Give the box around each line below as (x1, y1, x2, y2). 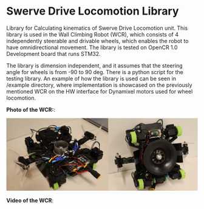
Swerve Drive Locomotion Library (6, 4, 179, 18)
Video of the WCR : (6, 197, 54, 204)
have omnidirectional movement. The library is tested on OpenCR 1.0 (6, 44, 178, 51)
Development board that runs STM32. (6, 50, 101, 57)
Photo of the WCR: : (6, 106, 56, 113)
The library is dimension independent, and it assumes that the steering (6, 62, 183, 69)
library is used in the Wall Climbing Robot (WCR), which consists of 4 (6, 30, 179, 38)
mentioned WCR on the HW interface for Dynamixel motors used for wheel (6, 87, 193, 95)
